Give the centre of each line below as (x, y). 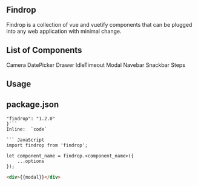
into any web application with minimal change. (64, 31)
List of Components (44, 50)
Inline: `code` (27, 129)
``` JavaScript (25, 140)
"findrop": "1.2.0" (31, 119)
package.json (33, 105)
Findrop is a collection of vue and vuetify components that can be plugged (99, 24)
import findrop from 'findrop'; (47, 145)
